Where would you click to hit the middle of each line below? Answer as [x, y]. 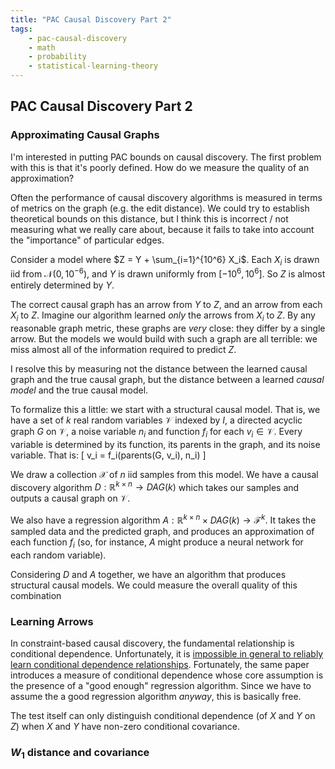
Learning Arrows [52, 621]
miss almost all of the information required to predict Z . [123, 349]
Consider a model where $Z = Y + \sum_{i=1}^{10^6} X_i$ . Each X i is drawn [165, 260]
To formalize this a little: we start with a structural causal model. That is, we [165, 409]
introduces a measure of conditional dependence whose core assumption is [167, 675]
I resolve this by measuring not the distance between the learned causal [159, 368]
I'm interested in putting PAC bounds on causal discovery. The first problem [166, 157]
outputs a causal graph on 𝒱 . [70, 498]
